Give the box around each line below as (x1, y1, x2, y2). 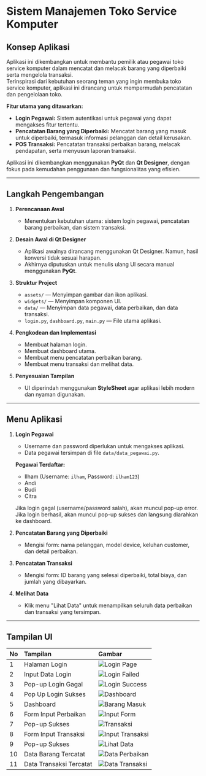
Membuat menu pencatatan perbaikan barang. (24, 354, 142, 361)
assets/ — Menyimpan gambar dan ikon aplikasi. (24, 290, 148, 298)
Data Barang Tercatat (24, 750, 86, 759)
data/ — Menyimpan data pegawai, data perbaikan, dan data (24, 304, 178, 311)
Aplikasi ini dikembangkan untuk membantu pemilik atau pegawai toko (6, 58, 184, 65)
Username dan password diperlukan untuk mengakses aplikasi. (24, 442, 185, 449)
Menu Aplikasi (6, 414, 63, 425)
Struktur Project (15, 279, 58, 286)
